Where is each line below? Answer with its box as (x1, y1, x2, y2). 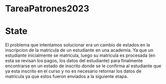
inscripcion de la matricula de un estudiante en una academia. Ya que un (5, 47, 154, 53)
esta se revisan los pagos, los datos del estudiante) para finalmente (5, 58, 143, 64)
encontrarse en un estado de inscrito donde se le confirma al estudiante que (5, 63, 162, 69)
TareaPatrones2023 (5, 3, 90, 14)
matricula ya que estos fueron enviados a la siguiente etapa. (5, 74, 128, 80)
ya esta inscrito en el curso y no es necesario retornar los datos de (5, 68, 142, 74)
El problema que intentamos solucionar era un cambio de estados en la (5, 42, 150, 48)
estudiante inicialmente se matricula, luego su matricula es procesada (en (5, 52, 156, 58)
